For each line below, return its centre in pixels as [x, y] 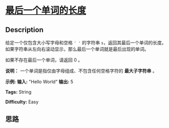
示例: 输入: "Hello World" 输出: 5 [39, 82]
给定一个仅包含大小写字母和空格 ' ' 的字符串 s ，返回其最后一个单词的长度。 [86, 42]
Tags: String [18, 92]
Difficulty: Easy [22, 102]
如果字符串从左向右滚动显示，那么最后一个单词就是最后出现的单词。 [77, 49]
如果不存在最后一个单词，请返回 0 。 [44, 60]
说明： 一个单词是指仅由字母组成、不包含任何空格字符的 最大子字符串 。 [81, 71]
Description [24, 29]
